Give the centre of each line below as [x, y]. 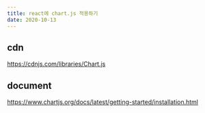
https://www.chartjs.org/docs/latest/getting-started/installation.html [102, 102]
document [29, 85]
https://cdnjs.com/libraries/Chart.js [56, 64]
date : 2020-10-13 [32, 20]
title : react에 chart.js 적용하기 [53, 13]
